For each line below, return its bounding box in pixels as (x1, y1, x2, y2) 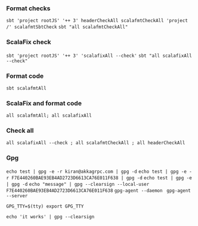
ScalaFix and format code (6, 99, 82, 107)
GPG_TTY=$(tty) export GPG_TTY (6, 203, 84, 209)
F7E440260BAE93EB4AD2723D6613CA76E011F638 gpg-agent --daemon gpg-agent (6, 187, 191, 194)
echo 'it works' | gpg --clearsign (6, 213, 95, 219)
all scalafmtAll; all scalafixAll (6, 112, 92, 119)
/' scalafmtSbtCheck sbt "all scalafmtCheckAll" (6, 24, 128, 30)
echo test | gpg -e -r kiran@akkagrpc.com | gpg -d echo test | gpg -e (6, 169, 187, 175)
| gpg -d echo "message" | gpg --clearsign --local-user (6, 181, 150, 187)
